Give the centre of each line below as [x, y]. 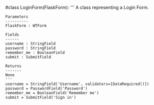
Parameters [17, 17]
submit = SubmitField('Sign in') [41, 97]
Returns [14, 66]
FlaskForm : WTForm [26, 26]
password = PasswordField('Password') [46, 89]
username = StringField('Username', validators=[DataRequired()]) [77, 84]
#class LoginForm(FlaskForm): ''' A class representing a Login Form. [77, 7]
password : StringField [31, 48]
